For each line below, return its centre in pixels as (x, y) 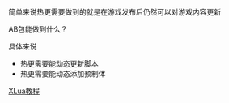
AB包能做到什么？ (38, 29)
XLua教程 (24, 91)
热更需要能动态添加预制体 (63, 74)
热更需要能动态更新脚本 (59, 64)
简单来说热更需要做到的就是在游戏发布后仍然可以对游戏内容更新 (114, 12)
